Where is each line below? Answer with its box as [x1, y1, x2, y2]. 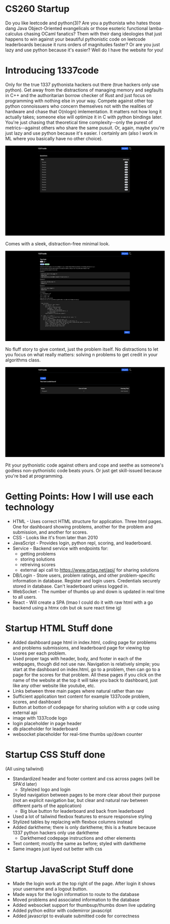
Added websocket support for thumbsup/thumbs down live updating [12, 902, 156, 908]
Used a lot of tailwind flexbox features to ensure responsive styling [12, 813, 152, 819]
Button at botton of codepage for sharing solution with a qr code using [12, 704, 160, 711]
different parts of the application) [12, 803, 82, 809]
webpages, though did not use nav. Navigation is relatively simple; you [12, 661, 160, 667]
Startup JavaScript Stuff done [5, 864, 134, 875]
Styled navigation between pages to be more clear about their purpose [12, 791, 160, 798]
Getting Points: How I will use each [5, 491, 154, 502]
